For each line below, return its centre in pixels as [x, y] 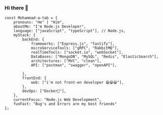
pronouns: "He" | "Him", [39, 22]
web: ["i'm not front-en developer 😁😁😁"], [77, 83]
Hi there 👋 [17, 8]
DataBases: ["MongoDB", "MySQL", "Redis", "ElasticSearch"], [95, 57]
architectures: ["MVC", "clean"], [66, 61]
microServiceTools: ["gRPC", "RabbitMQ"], [75, 48]
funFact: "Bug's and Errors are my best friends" [65, 104]
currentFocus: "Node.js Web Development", [57, 100]
